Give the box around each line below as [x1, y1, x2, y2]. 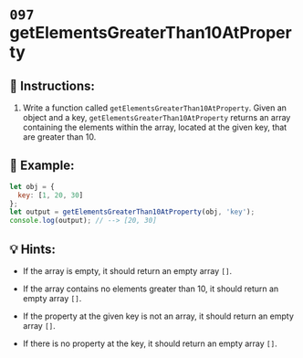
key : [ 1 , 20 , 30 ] [17, 190, 84, 200]
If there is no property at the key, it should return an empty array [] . [22, 338, 277, 349]
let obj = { [9, 182, 55, 191]
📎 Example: [9, 158, 75, 174]
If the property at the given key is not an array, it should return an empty [22, 311, 295, 321]
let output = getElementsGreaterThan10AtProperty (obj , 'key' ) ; [9, 207, 256, 216]
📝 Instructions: [9, 78, 96, 93]
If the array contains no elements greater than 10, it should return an [22, 283, 279, 294]
